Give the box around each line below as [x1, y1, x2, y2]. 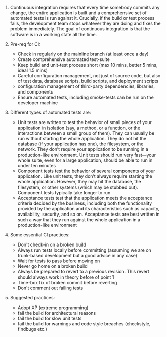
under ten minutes [17, 163, 56, 168]
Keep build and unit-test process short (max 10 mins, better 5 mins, [17, 62, 158, 68]
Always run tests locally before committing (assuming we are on [17, 247, 152, 253]
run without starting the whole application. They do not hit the [17, 136, 147, 141]
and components [17, 89, 53, 95]
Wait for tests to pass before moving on [17, 258, 100, 264]
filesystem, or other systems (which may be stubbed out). [17, 184, 138, 190]
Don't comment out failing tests [17, 285, 84, 291]
